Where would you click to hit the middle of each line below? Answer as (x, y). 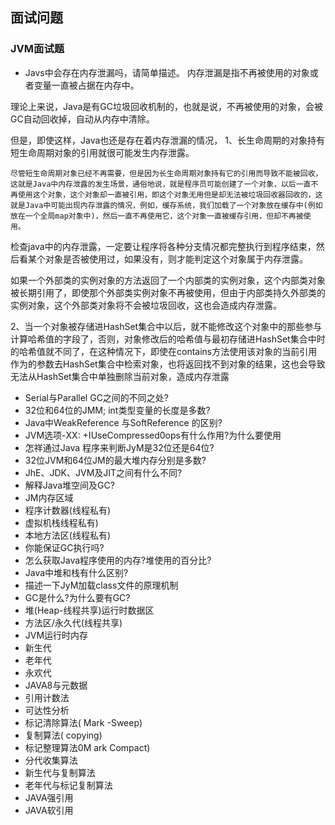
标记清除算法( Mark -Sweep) (83, 722)
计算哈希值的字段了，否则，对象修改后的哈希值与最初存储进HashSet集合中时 (168, 339)
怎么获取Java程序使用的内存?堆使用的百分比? (118, 560)
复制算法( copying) (63, 735)
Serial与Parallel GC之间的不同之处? (97, 397)
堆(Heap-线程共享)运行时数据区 (89, 610)
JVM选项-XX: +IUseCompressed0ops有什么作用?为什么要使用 (153, 435)
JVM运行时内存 (56, 635)
